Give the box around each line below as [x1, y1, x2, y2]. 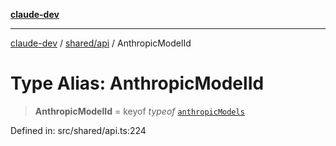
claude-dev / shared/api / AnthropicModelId [10, 37, 192, 49]
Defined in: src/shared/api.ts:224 [10, 124, 147, 136]
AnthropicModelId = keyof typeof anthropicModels [34, 105, 245, 117]
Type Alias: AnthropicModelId [10, 72, 265, 95]
